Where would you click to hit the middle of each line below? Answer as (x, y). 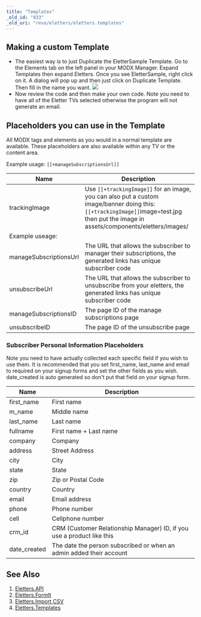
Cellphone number (78, 519)
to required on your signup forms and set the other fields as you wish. (92, 371)
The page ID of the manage (123, 310)
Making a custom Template (58, 47)
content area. (23, 152)
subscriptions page (112, 317)
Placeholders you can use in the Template (86, 125)
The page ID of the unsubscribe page (137, 327)
